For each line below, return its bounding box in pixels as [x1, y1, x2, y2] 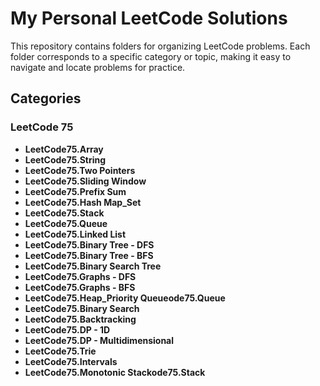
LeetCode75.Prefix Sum [24, 185, 127, 197]
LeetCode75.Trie [24, 345, 97, 357]
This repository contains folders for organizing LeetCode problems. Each [10, 40, 311, 52]
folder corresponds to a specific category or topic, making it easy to [10, 50, 292, 62]
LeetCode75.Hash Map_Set [24, 196, 142, 208]
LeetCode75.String [24, 153, 107, 166]
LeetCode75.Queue [24, 217, 108, 229]
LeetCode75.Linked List [24, 228, 127, 240]
